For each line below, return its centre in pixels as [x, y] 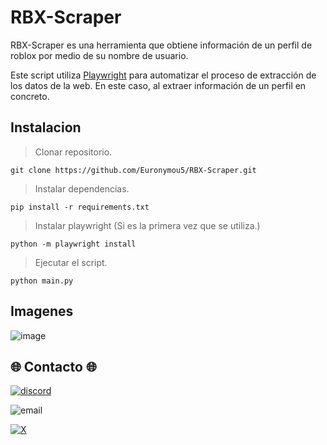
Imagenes [42, 311]
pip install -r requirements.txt [80, 207]
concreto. [30, 96]
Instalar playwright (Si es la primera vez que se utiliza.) [147, 225]
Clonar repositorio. [73, 152]
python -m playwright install [73, 244]
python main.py [42, 281]
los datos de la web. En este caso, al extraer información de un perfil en [158, 85]
